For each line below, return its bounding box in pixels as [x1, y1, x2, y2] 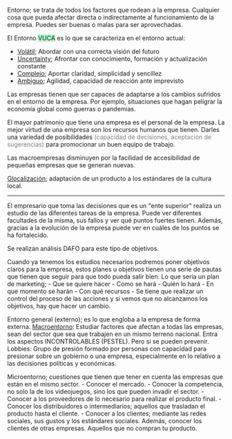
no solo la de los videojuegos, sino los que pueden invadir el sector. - [7, 387, 205, 395]
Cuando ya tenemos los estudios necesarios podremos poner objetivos [7, 258, 210, 265]
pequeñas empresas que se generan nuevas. [7, 161, 136, 169]
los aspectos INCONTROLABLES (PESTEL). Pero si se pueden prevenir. [7, 337, 209, 345]
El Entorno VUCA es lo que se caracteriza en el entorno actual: [7, 34, 185, 42]
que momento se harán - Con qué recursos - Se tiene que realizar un [7, 287, 204, 295]
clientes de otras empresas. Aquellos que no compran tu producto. [7, 424, 197, 432]
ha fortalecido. [7, 231, 49, 239]
